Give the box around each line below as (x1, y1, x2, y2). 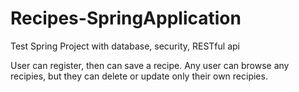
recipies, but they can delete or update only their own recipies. (10, 70, 268, 82)
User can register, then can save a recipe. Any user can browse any (10, 59, 290, 71)
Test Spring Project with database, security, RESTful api (10, 40, 240, 52)
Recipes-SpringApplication (10, 7, 242, 30)
